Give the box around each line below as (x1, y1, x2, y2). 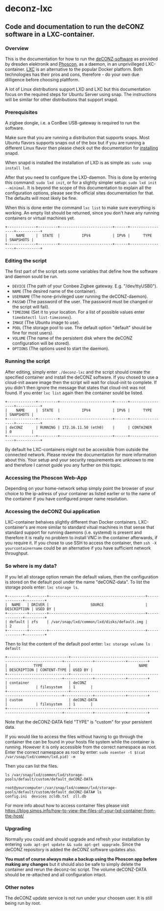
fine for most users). (12, 330, 54, 336)
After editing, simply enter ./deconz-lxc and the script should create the (5, 369, 150, 375)
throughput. (5, 551, 29, 556)
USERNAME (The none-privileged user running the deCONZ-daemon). (12, 293, 148, 299)
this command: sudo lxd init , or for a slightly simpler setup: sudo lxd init (5, 180, 157, 186)
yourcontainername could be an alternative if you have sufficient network (5, 545, 151, 551)
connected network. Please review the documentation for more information (5, 452, 157, 457)
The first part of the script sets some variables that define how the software (5, 268, 158, 274)
